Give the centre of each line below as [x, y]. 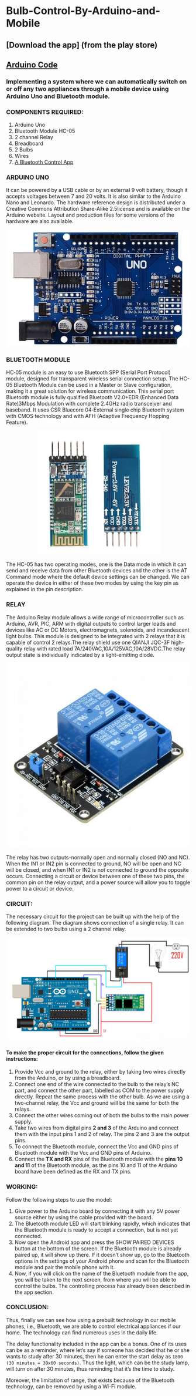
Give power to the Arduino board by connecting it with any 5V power [97, 1211]
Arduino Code [32, 65]
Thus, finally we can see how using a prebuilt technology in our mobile [91, 1320]
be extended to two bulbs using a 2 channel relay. [66, 929]
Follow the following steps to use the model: [59, 1199]
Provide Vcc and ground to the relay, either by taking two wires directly [100, 1072]
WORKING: [22, 1187]
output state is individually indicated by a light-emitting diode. [80, 655]
